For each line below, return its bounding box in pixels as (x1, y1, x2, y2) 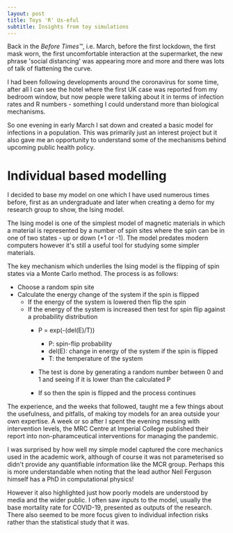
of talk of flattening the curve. (7, 64, 93, 73)
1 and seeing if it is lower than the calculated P (38, 376, 171, 384)
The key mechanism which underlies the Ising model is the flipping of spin (7, 262, 220, 270)
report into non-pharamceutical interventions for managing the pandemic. (7, 432, 219, 440)
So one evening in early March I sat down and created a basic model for (7, 121, 214, 130)
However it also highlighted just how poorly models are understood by (7, 488, 209, 497)
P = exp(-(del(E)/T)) (38, 326, 95, 334)
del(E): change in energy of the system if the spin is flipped (48, 347, 218, 355)
